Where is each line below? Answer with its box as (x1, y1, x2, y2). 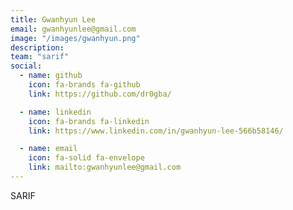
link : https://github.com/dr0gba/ (28, 89, 172, 99)
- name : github (19, 71, 83, 81)
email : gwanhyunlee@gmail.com (10, 24, 137, 34)
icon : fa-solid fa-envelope (28, 153, 145, 163)
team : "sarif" (10, 52, 70, 62)
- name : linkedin (19, 107, 92, 117)
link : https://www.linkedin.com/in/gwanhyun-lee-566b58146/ (28, 126, 284, 136)
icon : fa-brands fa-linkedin (28, 116, 150, 126)
